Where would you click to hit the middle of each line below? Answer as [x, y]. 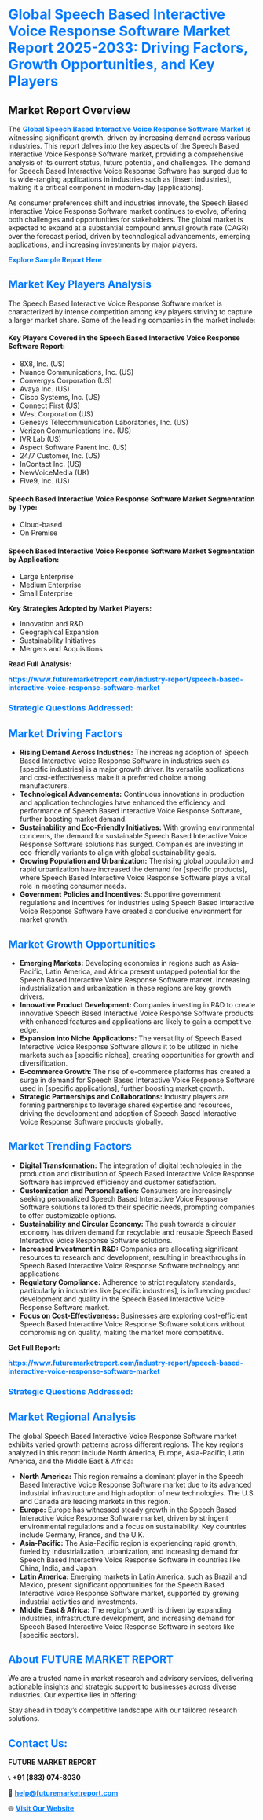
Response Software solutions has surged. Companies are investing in [131, 844]
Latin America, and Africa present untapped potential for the [143, 971]
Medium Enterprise [50, 585]
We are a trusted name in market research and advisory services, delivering [131, 1679]
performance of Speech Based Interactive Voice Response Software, [131, 811]
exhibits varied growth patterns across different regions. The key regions [126, 1444]
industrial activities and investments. [79, 1602]
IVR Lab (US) [40, 439]
